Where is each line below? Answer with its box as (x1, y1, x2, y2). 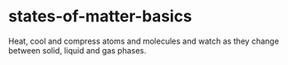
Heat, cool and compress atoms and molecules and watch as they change (8, 36, 279, 46)
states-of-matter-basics (8, 6, 193, 27)
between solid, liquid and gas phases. (8, 45, 148, 55)
